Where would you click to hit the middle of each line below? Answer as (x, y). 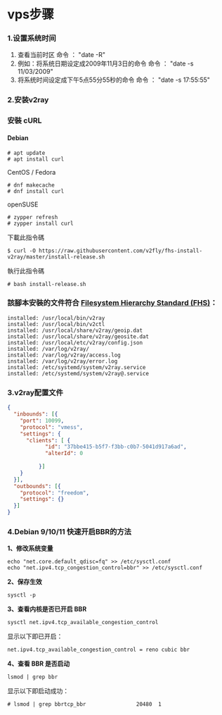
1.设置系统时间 (32, 38)
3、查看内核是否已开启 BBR (47, 609)
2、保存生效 (25, 582)
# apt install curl (36, 159)
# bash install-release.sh (47, 284)
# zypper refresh (33, 217)
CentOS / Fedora (32, 172)
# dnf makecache (31, 185)
